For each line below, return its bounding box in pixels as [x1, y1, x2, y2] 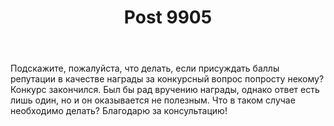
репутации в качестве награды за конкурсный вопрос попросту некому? [10, 73, 325, 85]
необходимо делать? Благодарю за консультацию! [10, 105, 228, 117]
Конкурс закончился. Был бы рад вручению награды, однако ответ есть [10, 84, 320, 96]
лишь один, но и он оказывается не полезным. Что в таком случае [10, 94, 296, 106]
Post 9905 [123, 6, 213, 29]
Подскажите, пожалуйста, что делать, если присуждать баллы [10, 62, 280, 75]
